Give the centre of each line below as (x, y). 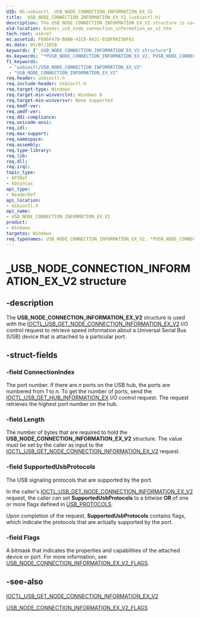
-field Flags (23, 537)
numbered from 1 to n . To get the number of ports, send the (79, 392)
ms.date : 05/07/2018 (32, 45)
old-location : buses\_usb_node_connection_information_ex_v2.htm (89, 28)
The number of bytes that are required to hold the (67, 432)
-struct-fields (32, 355)
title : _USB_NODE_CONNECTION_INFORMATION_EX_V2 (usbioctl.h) (84, 17)
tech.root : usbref (29, 34)
